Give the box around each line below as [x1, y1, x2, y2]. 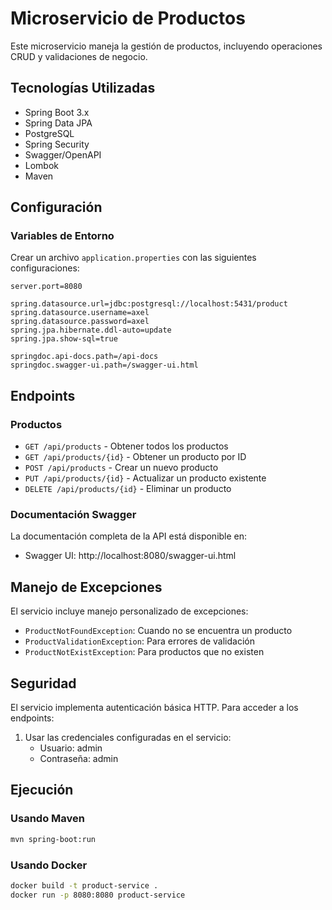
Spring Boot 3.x [24, 106, 90, 118]
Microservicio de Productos [10, 7, 246, 30]
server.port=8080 [10, 282, 83, 292]
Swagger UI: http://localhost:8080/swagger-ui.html [24, 550, 237, 562]
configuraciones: [10, 262, 80, 274]
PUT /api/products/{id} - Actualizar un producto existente [24, 472, 267, 484]
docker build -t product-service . [10, 880, 159, 891]
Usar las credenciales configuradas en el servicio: [24, 732, 232, 744]
